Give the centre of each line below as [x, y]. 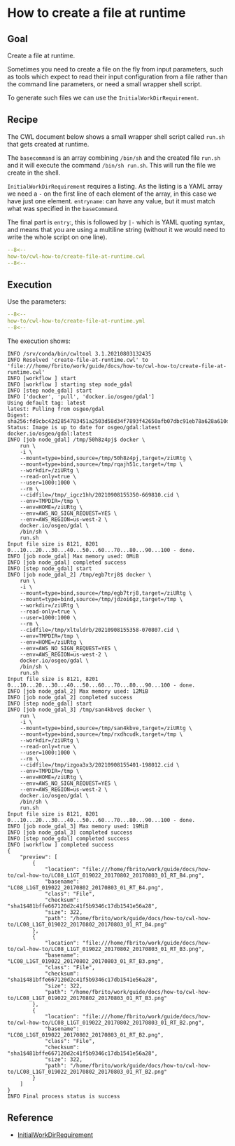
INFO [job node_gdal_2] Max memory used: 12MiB [78, 691]
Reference [30, 1118]
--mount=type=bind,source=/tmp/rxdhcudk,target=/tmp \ [101, 734]
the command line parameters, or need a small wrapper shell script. [105, 84]
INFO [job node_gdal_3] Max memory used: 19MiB [78, 826]
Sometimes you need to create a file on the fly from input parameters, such [115, 69]
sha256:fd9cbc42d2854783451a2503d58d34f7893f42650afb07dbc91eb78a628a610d [119, 421]
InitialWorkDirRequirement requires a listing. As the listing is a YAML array [115, 186]
